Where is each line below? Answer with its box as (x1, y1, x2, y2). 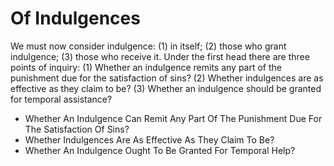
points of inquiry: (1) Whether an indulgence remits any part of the (10, 61, 283, 73)
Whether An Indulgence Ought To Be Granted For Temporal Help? (24, 144, 296, 156)
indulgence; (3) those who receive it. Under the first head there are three (10, 50, 310, 62)
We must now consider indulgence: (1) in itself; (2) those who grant (10, 40, 287, 52)
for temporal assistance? (10, 93, 113, 105)
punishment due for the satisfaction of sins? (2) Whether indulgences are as (10, 72, 324, 84)
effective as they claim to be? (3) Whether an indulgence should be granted (10, 82, 322, 94)
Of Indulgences (10, 7, 141, 30)
